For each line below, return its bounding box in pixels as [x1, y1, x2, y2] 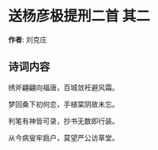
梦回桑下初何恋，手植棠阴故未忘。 [8, 99, 119, 109]
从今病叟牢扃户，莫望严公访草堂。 [8, 133, 119, 142]
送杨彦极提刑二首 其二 [8, 7, 150, 25]
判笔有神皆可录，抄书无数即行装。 [8, 116, 119, 126]
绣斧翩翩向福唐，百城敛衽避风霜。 [8, 82, 119, 92]
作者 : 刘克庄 [8, 35, 47, 44]
